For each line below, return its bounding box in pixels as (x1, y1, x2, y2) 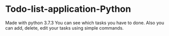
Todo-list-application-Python (5, 3, 131, 15)
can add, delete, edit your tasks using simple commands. (5, 25, 124, 31)
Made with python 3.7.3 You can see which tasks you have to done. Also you (5, 20, 164, 26)
